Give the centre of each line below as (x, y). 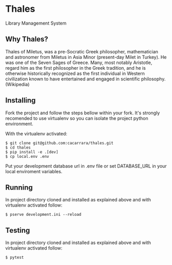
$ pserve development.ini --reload (43, 215)
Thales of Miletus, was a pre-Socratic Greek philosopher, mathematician (82, 51)
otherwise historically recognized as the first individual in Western (75, 73)
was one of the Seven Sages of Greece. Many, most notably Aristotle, (79, 63)
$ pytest (15, 258)
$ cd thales (18, 147)
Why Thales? (27, 39)
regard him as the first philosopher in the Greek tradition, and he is (76, 68)
